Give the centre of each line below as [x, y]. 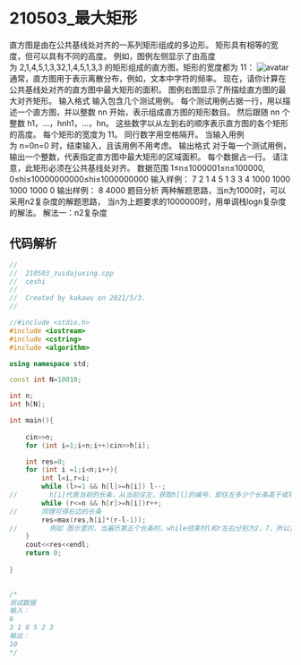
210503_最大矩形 [73, 18]
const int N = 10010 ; [46, 380]
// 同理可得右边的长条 [56, 511]
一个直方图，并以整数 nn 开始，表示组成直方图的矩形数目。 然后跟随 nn [148, 112]
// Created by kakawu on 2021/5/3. [77, 298]
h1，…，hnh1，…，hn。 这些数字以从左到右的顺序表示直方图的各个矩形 [158, 123]
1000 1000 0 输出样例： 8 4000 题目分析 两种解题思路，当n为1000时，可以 [148, 190]
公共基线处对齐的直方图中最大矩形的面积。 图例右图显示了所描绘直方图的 [144, 90]
